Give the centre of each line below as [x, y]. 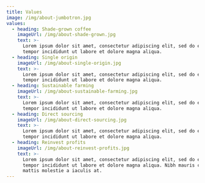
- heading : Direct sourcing [48, 114]
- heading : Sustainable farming [53, 86]
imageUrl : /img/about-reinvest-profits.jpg [74, 148]
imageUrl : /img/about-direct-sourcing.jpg [72, 120]
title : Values [24, 12]
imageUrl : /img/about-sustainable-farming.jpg [77, 91]
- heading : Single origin [45, 57]
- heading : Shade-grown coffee [52, 29]
